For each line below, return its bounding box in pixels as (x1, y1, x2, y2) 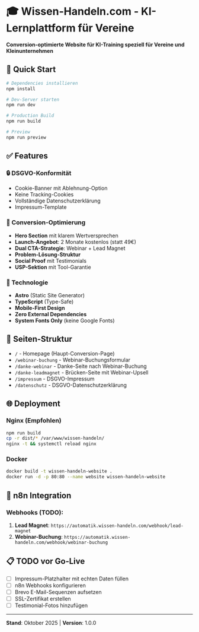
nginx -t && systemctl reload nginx (6, 441, 97, 447)
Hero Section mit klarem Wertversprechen (14, 232, 118, 239)
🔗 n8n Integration (6, 490, 72, 500)
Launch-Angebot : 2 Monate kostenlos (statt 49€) (14, 238, 136, 245)
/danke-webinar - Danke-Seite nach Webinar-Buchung (14, 363, 147, 370)
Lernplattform (6, 21, 76, 35)
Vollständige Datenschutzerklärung (14, 197, 101, 205)
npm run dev (6, 102, 36, 108)
